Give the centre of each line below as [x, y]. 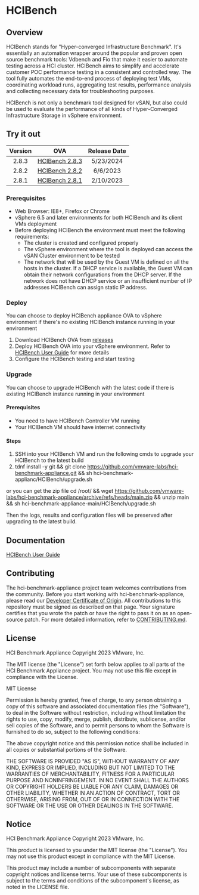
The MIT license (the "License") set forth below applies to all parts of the [95, 664]
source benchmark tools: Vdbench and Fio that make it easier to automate [97, 59]
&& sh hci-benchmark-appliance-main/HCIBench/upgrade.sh [81, 504]
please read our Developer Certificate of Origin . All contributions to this [94, 600]
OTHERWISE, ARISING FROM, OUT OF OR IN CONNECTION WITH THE [93, 799]
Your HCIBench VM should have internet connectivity [80, 427]
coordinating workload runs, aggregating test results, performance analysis [99, 85]
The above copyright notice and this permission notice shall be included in [97, 743]
